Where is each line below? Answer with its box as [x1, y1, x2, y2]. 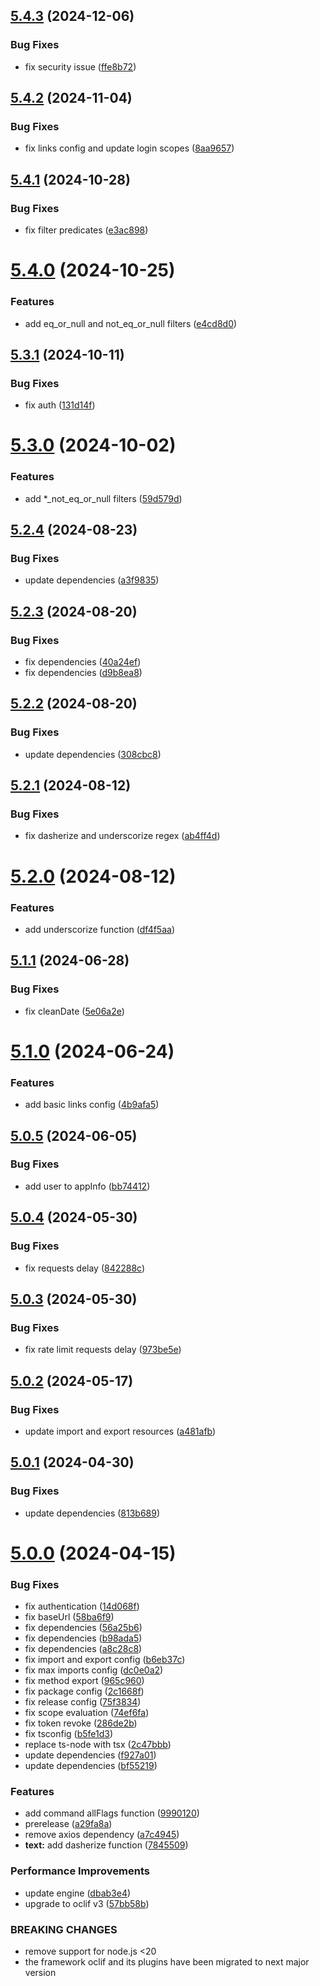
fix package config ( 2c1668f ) [24, 1685, 145, 1698]
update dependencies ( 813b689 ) [24, 1507, 161, 1519]
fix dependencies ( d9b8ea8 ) [24, 667, 143, 679]
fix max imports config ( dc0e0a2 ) [24, 1664, 164, 1676]
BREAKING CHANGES [10, 1922, 118, 1936]
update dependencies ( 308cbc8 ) [24, 748, 162, 760]
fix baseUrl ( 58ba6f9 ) [24, 1611, 115, 1623]
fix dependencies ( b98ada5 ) [24, 1632, 143, 1644]
